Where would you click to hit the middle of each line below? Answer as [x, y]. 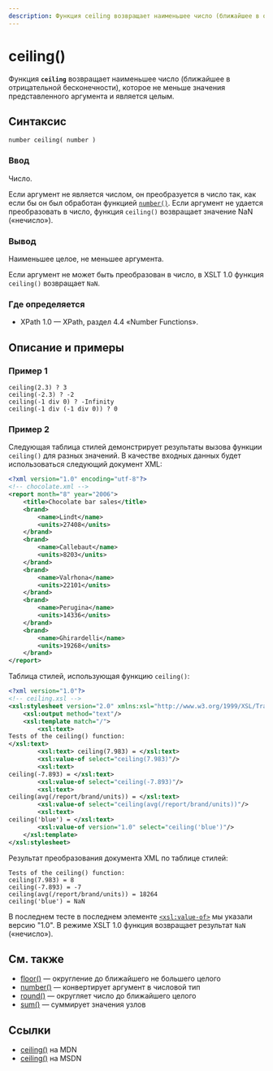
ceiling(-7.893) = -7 [45, 887]
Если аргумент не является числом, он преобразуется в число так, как [132, 194]
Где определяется [47, 304]
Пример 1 [28, 371]
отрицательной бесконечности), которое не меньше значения [117, 87]
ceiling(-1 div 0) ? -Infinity [61, 402]
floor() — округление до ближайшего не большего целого [120, 979]
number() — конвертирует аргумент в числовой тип [110, 987]
